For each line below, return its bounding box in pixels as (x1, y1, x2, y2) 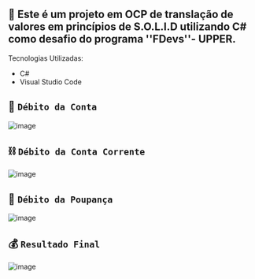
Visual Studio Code (19, 76, 83, 87)
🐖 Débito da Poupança (8, 192, 113, 206)
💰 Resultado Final (8, 237, 101, 251)
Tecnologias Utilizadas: (8, 53, 84, 63)
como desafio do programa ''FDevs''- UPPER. (8, 32, 236, 46)
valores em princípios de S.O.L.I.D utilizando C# (8, 20, 247, 34)
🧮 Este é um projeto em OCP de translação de (8, 8, 234, 21)
